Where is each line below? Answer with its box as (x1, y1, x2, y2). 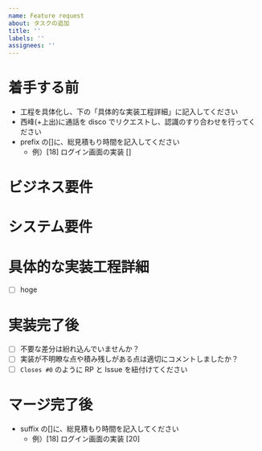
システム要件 (8, 218, 93, 236)
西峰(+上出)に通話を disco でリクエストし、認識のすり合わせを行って (19, 117, 249, 127)
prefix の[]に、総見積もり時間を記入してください (19, 137, 180, 147)
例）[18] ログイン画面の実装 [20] (31, 433, 141, 443)
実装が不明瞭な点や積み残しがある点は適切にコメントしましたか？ (19, 355, 239, 364)
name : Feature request (8, 11, 84, 20)
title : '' (8, 27, 42, 35)
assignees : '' (8, 42, 56, 50)
